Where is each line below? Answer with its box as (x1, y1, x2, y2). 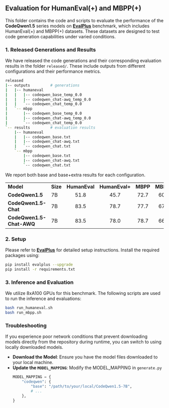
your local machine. (12, 360, 54, 366)
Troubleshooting (5, 322, 47, 329)
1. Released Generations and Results (5, 46, 96, 53)
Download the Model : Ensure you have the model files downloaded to (12, 354, 158, 360)
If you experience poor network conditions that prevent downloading (5, 333, 148, 340)
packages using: (5, 252, 40, 259)
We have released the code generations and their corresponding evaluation (5, 58, 162, 64)
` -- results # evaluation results (5, 125, 96, 130)
